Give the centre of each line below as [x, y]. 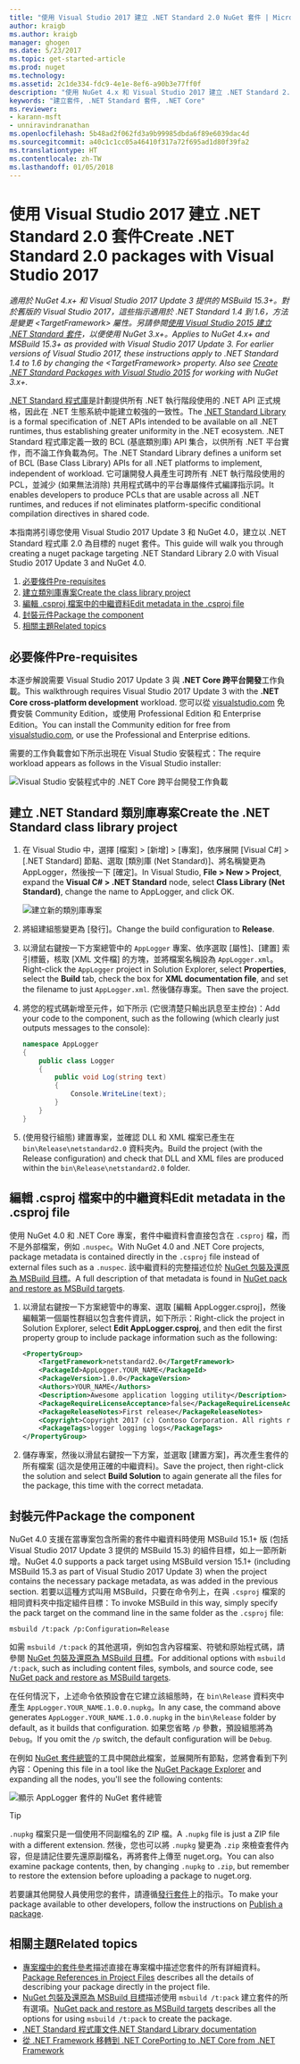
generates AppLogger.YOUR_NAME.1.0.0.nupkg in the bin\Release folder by [143, 1717]
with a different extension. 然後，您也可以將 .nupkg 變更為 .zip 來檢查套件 [145, 1844]
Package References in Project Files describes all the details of [138, 1977]
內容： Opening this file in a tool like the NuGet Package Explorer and [135, 1768]
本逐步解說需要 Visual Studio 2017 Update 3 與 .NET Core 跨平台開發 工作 [143, 681]
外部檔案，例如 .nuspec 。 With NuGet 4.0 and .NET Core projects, [145, 1246]
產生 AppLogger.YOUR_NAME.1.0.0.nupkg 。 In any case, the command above [145, 1707]
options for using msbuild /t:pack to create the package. [127, 2018]
